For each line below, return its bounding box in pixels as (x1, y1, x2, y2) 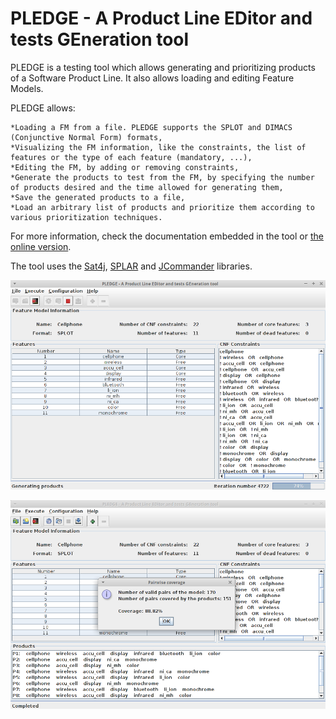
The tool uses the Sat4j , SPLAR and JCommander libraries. (10, 260, 253, 272)
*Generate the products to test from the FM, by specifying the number (10, 172, 315, 182)
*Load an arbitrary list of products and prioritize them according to (10, 202, 315, 212)
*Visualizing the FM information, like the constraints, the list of (10, 142, 307, 152)
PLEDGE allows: (10, 102, 76, 114)
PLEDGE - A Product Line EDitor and (10, 7, 313, 30)
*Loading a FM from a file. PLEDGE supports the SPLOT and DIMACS (10, 122, 293, 132)
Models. (10, 82, 44, 94)
